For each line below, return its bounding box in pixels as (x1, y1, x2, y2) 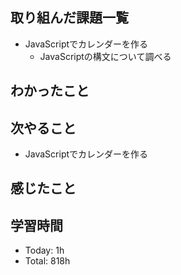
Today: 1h (24, 244, 65, 257)
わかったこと (10, 83, 90, 100)
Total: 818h (24, 255, 71, 267)
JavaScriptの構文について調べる (39, 50, 172, 62)
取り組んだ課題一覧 (10, 9, 129, 27)
